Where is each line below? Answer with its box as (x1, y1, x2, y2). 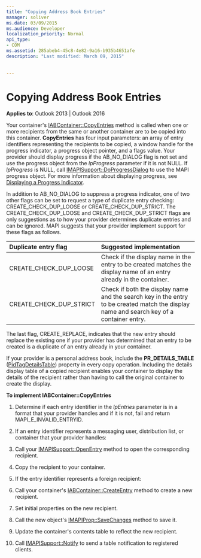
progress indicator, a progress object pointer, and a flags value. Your (6, 147, 175, 154)
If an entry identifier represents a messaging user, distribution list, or (14, 427, 184, 435)
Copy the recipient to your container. (14, 463, 106, 471)
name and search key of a (100, 308, 174, 316)
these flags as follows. (6, 229, 62, 236)
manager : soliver (6, 14, 50, 20)
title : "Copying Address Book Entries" (6, 8, 106, 15)
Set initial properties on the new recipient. (14, 505, 118, 512)
